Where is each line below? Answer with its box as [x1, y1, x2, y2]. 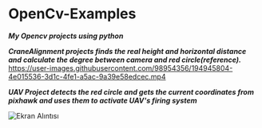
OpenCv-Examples [8, 5, 137, 23]
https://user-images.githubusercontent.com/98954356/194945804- [8, 63, 233, 72]
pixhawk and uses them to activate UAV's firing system [8, 95, 197, 105]
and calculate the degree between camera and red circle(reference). [8, 55, 242, 64]
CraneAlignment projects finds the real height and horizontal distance [8, 46, 247, 56]
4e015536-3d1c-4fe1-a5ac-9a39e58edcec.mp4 [8, 72, 166, 81]
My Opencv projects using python [8, 31, 124, 41]
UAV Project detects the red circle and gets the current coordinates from [8, 87, 254, 96]
